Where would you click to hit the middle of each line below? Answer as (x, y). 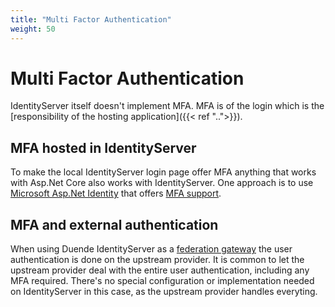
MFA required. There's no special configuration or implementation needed (162, 281)
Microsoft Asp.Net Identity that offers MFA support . (116, 193)
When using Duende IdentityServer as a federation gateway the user (151, 249)
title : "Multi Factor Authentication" (91, 19)
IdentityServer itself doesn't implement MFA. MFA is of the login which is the (167, 106)
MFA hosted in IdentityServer (103, 147)
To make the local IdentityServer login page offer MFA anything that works (163, 172)
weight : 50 (33, 29)
